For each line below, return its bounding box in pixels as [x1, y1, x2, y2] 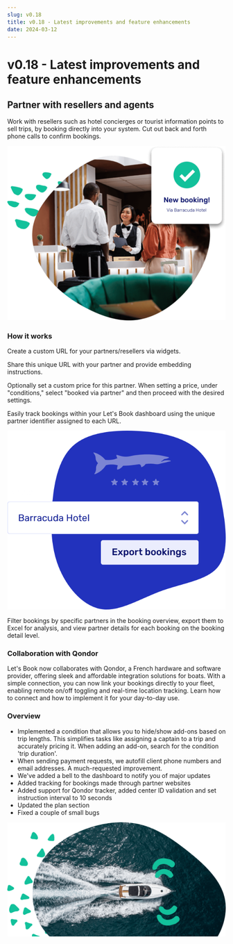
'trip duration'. [17, 749, 58, 757]
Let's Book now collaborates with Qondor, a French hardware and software [7, 664, 221, 673]
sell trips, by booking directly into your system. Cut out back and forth [7, 125, 207, 133]
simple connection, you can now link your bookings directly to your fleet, [7, 679, 215, 688]
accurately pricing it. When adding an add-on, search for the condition [17, 742, 219, 750]
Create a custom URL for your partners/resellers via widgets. [7, 347, 181, 356]
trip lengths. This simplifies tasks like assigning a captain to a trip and [17, 734, 216, 743]
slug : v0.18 [7, 11, 42, 18]
